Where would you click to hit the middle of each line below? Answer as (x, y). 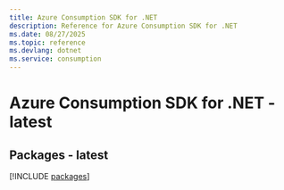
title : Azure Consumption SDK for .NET (84, 17)
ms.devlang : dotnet (46, 51)
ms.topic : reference (48, 42)
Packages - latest (59, 155)
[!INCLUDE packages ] (50, 176)
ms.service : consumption (55, 59)
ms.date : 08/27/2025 (48, 34)
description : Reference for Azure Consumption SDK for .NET (124, 26)
